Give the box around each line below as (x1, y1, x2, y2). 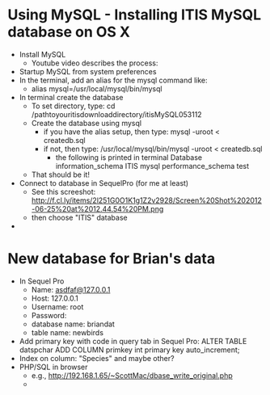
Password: (31, 310, 67, 320)
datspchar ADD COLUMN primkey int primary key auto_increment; (19, 345, 240, 355)
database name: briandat (31, 319, 115, 329)
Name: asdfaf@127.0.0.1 (31, 284, 111, 294)
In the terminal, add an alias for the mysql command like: (19, 75, 208, 85)
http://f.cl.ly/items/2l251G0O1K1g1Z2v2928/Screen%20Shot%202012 (31, 195, 262, 205)
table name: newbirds (31, 327, 104, 337)
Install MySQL (19, 49, 66, 59)
